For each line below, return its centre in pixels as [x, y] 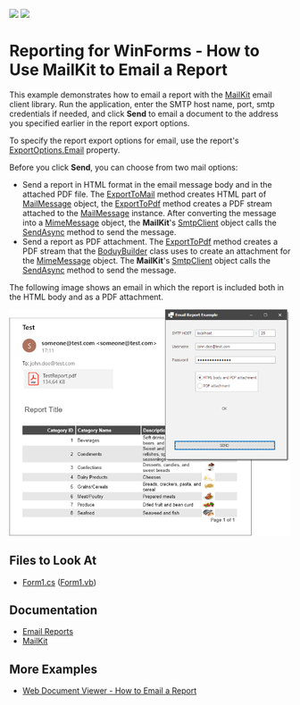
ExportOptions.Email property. [65, 150]
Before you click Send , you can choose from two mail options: [124, 167]
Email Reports [48, 632]
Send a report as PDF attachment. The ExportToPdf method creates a [150, 241]
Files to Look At [53, 561]
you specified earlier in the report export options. [100, 123]
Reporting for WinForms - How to [135, 51]
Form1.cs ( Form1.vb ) [59, 582]
